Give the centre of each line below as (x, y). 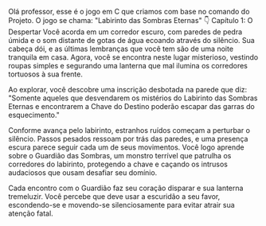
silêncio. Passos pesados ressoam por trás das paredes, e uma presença (128, 139)
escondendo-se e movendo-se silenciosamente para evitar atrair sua (121, 205)
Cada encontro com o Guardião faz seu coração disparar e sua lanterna (126, 188)
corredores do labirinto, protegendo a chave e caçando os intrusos (118, 164)
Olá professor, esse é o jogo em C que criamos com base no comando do (129, 12)
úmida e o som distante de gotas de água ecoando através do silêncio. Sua (131, 40)
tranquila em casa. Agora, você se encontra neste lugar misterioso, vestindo (133, 57)
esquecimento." (34, 115)
